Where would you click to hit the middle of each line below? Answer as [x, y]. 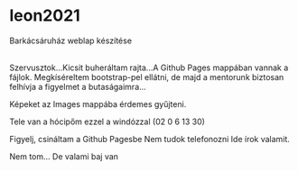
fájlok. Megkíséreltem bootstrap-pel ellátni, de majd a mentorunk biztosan [147, 76]
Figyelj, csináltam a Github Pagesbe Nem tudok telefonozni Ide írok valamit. [150, 139]
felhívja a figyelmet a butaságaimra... [78, 86]
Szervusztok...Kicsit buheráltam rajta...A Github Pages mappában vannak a [149, 67]
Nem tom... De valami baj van [64, 156]
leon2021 [45, 16]
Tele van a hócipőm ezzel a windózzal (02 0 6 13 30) [107, 121]
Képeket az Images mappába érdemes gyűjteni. [98, 103]
